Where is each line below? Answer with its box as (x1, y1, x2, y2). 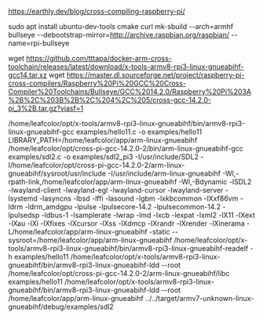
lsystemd (8, 194, 38, 203)
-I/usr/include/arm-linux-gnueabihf (107, 169, 221, 178)
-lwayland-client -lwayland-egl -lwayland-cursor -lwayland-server (8, 186, 224, 194)
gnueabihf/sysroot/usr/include (8, 169, 107, 178)
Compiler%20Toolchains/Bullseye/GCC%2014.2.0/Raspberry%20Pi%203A (8, 87, 252, 96)
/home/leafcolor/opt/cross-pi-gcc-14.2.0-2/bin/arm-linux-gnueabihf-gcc (8, 144, 243, 153)
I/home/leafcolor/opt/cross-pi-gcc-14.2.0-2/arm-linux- (8, 161, 186, 169)
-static (148, 227, 170, 236)
